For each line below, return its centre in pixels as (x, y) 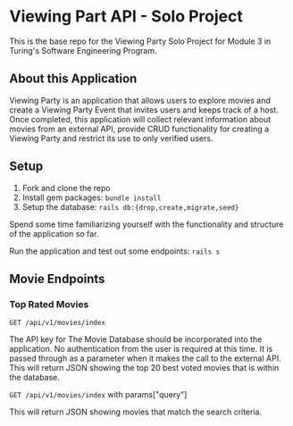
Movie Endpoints (57, 279)
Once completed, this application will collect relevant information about (140, 119)
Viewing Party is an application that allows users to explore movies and (140, 100)
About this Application (73, 79)
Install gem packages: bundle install (92, 197)
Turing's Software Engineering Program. (84, 50)
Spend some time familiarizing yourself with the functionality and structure (146, 224)
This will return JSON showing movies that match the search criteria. (135, 412)
